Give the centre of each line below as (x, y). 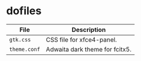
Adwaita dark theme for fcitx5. (89, 49)
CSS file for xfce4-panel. (81, 40)
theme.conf (25, 49)
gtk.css (20, 39)
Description (89, 30)
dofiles (24, 11)
